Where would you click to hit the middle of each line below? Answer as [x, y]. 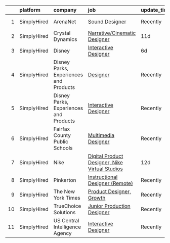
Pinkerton [65, 180]
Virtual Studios [105, 169]
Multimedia [101, 135]
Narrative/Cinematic [112, 33]
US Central [66, 221]
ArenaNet [65, 21]
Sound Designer [107, 21]
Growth [97, 198]
